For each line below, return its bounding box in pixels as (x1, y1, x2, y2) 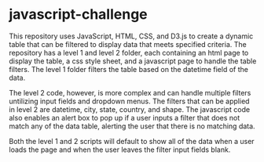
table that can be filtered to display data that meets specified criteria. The (9, 39, 247, 49)
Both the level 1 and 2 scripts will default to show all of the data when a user (9, 136, 255, 146)
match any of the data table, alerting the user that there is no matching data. (9, 121, 255, 131)
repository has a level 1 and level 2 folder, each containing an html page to (9, 48, 249, 57)
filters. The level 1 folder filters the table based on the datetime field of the (9, 64, 248, 74)
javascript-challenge (9, 5, 148, 23)
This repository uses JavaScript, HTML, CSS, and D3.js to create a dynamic (9, 31, 254, 41)
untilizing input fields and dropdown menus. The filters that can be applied (9, 96, 250, 106)
